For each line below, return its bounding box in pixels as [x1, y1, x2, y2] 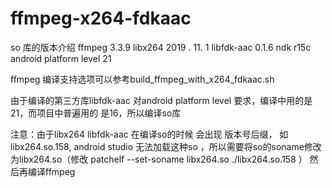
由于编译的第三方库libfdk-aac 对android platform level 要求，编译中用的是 [10, 94, 313, 106]
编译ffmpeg [27, 165, 76, 177]
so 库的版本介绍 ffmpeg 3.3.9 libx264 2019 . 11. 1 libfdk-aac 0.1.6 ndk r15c [10, 41, 312, 53]
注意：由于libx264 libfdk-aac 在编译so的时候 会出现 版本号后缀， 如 [10, 128, 289, 140]
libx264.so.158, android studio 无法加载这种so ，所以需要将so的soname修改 [10, 140, 322, 152]
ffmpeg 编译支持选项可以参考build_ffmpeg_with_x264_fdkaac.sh [10, 73, 275, 85]
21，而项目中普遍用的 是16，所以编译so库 [10, 107, 182, 119]
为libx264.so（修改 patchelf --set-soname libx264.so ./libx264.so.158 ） [10, 153, 308, 165]
